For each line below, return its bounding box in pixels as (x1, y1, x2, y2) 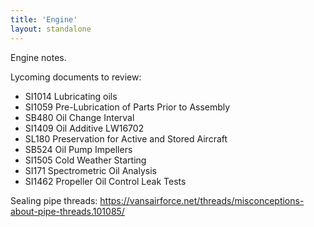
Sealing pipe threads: (10, 194, 98, 206)
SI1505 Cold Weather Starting (24, 154, 147, 166)
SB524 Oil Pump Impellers (24, 143, 133, 155)
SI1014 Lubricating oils (24, 90, 118, 102)
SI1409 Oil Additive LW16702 (24, 122, 145, 134)
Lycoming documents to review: (10, 71, 142, 83)
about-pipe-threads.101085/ (10, 205, 125, 217)
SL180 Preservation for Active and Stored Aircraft (24, 132, 228, 145)
